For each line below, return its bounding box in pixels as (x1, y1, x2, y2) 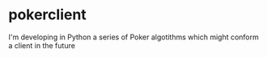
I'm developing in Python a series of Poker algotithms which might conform (8, 32, 259, 42)
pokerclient (8, 6, 87, 24)
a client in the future (8, 40, 75, 50)
